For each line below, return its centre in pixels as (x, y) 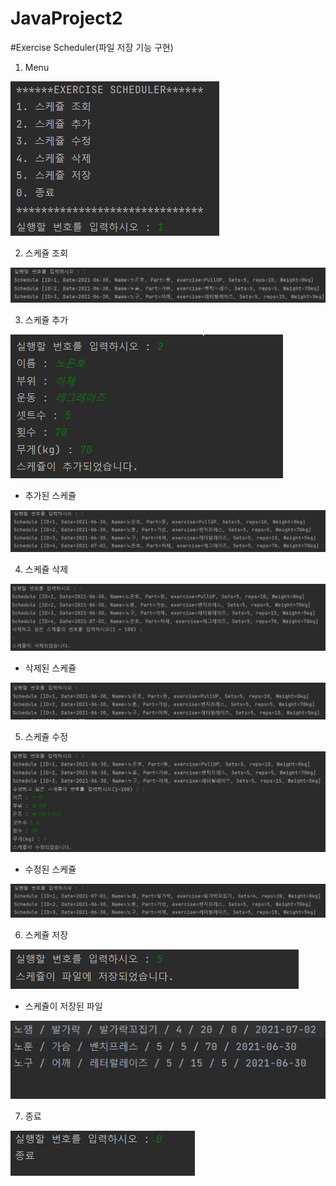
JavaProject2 (66, 18)
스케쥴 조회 (46, 253)
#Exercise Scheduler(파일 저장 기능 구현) (92, 47)
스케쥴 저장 (46, 934)
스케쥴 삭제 (46, 569)
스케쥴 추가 (46, 319)
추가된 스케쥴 (50, 495)
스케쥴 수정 (46, 736)
